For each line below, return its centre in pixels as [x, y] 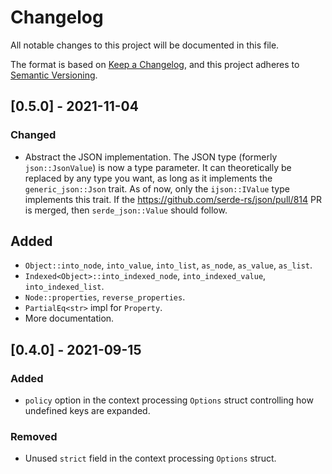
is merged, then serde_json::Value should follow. [126, 210]
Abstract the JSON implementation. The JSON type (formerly [151, 157]
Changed [33, 135]
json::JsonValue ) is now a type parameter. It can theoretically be [158, 167]
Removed [34, 437]
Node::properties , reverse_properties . [105, 297]
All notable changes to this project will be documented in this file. [145, 45]
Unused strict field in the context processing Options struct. [150, 458]
